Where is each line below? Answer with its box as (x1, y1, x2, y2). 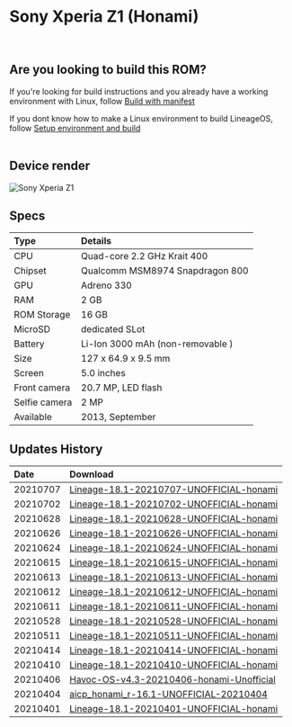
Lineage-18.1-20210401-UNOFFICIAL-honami (69, 703, 279, 715)
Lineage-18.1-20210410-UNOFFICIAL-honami (69, 659, 279, 671)
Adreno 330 (80, 279, 132, 292)
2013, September (80, 411, 156, 424)
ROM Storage (13, 309, 71, 321)
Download (69, 468, 114, 480)
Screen (13, 367, 45, 380)
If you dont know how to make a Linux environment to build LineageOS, (9, 112, 274, 123)
